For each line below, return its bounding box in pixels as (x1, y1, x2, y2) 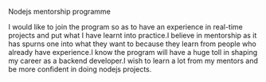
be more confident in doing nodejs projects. (8, 64, 152, 74)
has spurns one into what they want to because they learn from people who (8, 39, 256, 49)
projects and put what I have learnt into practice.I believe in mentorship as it (8, 31, 257, 40)
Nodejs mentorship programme (8, 7, 111, 16)
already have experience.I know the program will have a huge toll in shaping (8, 48, 257, 57)
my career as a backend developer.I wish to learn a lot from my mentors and (8, 56, 259, 65)
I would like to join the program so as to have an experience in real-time (8, 22, 243, 31)
